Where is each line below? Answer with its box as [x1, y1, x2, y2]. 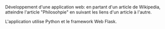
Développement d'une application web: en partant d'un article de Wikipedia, [5, 4, 161, 10]
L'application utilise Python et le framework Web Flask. [5, 19, 117, 24]
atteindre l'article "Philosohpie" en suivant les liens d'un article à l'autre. [5, 9, 152, 15]
